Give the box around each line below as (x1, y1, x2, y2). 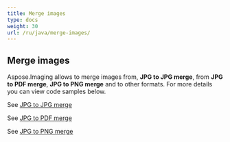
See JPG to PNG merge (7, 128, 73, 136)
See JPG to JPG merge (7, 101, 72, 109)
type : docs (7, 16, 38, 23)
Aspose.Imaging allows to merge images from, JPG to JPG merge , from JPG (7, 73, 223, 81)
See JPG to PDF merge (7, 114, 72, 122)
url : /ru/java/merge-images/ (7, 29, 91, 36)
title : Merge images (7, 10, 67, 17)
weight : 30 (7, 23, 38, 29)
